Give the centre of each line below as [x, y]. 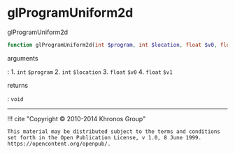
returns [18, 85]
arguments [23, 58]
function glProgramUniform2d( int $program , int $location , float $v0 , [112, 45]
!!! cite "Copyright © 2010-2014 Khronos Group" [77, 118]
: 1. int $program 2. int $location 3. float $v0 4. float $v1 [90, 72]
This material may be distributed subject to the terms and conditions [114, 131]
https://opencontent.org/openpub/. [59, 144]
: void [15, 98]
